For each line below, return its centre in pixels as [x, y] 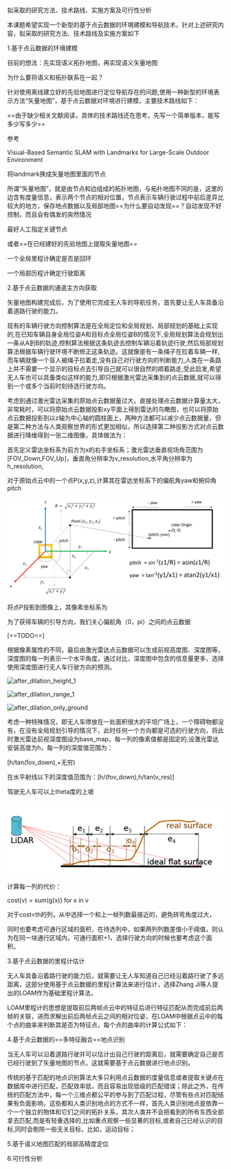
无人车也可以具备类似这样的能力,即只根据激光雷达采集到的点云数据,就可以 [111, 377]
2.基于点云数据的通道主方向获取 [52, 288]
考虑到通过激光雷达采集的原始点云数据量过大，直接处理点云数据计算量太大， [115, 401]
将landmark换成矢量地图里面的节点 [57, 174]
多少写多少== [26, 124]
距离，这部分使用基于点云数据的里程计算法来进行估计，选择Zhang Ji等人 [110, 984]
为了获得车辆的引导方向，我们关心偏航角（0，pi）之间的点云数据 [99, 621]
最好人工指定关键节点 [37, 229]
